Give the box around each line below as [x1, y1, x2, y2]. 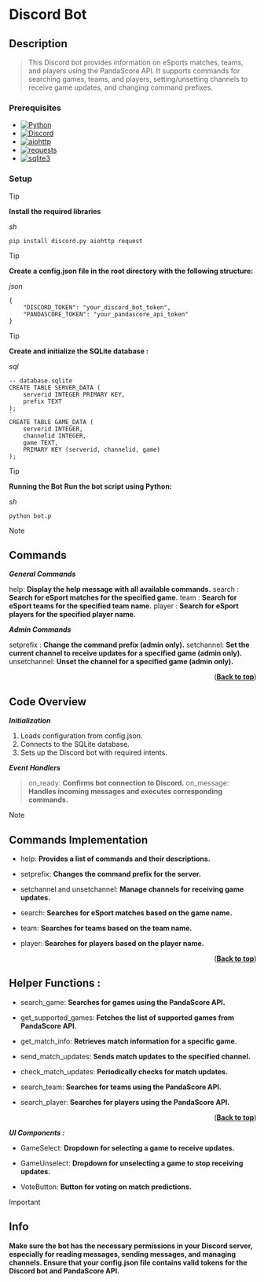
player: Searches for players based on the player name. [20, 939, 204, 948]
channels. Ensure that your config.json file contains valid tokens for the [9, 1258, 247, 1267]
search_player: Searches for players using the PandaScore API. [20, 1097, 230, 1107]
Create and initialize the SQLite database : [9, 346, 148, 356]
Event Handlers [9, 763, 61, 773]
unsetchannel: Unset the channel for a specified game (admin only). [9, 657, 234, 667]
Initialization [9, 716, 51, 726]
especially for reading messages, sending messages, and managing [9, 1249, 236, 1258]
